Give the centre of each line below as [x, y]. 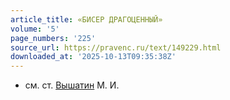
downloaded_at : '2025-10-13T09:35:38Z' [93, 57]
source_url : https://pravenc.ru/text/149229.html [116, 47]
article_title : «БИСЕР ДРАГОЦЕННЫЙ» [86, 19]
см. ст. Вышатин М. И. [72, 85]
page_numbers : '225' [53, 38]
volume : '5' [35, 29]
